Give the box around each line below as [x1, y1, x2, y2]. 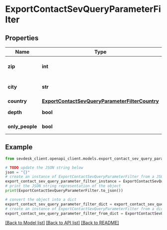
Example [5, 143, 33, 152]
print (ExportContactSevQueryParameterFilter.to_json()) [5, 188, 123, 193]
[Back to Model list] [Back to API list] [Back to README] [5, 220, 119, 226]
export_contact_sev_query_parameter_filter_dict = [5, 202, 112, 207]
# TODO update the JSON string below [5, 165, 83, 170]
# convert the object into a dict [5, 197, 77, 202]
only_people [7, 123, 37, 130]
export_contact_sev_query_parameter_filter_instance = [5, 179, 121, 184]
